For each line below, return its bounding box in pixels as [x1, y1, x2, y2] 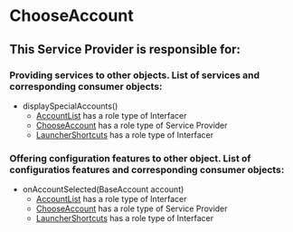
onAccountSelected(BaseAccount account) [22, 184, 184, 195]
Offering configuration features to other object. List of [9, 151, 251, 164]
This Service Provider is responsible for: [9, 42, 241, 57]
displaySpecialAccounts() [22, 101, 118, 111]
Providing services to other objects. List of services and [9, 69, 260, 82]
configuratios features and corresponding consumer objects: [9, 163, 285, 176]
